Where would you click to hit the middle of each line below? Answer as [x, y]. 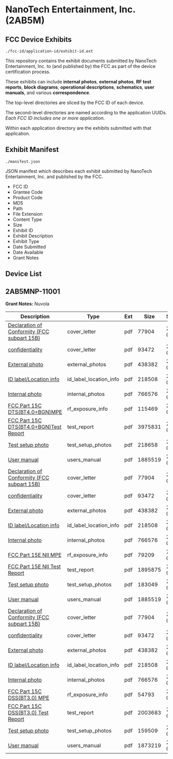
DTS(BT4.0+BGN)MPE [35, 412]
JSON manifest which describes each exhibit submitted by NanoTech [79, 171]
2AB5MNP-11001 [33, 291]
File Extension [28, 214]
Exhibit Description [33, 236]
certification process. [28, 72]
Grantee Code [28, 192]
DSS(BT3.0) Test [28, 713]
